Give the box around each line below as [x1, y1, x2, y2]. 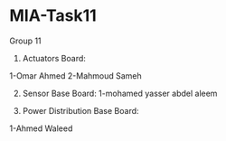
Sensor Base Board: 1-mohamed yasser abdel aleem [22, 88, 218, 99]
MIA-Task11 [9, 5, 97, 26]
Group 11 [9, 35, 42, 46]
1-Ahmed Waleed [9, 123, 73, 134]
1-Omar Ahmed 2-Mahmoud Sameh [9, 70, 142, 81]
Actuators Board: [22, 52, 86, 63]
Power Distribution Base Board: [22, 105, 139, 116]
